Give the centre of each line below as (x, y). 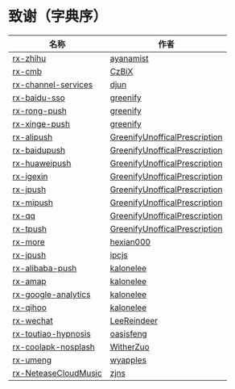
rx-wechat (33, 320)
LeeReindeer (134, 320)
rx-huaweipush (42, 163)
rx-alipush (33, 136)
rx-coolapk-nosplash (54, 346)
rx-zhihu (29, 58)
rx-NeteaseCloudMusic (57, 373)
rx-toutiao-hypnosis (52, 333)
